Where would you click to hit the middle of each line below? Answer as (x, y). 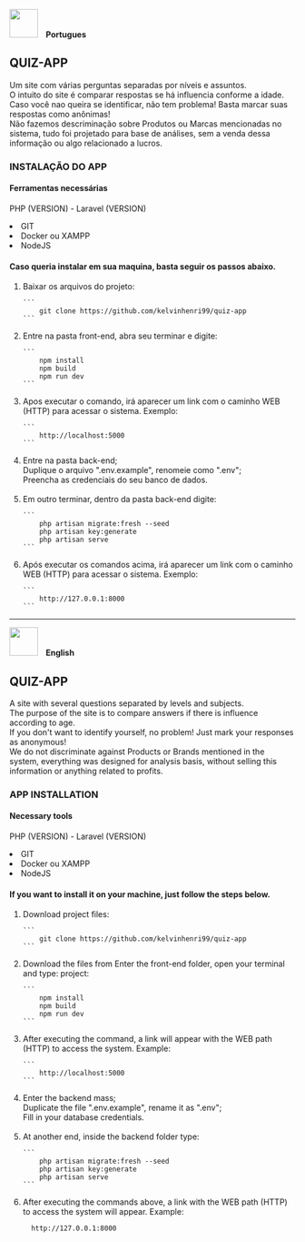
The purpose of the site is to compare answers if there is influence (134, 712)
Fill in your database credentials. (84, 1117)
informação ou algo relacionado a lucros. (86, 143)
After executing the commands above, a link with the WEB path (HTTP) (155, 1202)
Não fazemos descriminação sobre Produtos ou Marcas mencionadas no (146, 124)
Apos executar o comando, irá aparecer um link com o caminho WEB (151, 401)
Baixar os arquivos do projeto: (79, 287)
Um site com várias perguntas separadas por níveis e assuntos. (128, 85)
